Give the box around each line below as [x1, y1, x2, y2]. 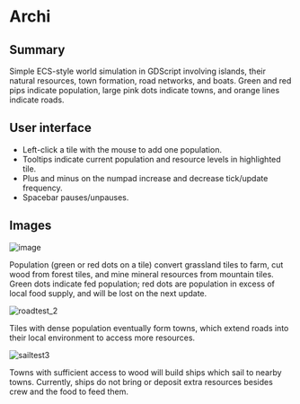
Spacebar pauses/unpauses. [22, 191, 129, 203]
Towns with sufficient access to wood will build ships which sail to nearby [9, 366, 282, 378]
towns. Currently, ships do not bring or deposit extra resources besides [9, 376, 274, 387]
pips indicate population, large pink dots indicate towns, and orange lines [9, 85, 280, 95]
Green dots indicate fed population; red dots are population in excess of [9, 278, 276, 289]
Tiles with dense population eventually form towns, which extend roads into [9, 322, 289, 333]
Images [9, 218, 52, 233]
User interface [9, 120, 92, 136]
